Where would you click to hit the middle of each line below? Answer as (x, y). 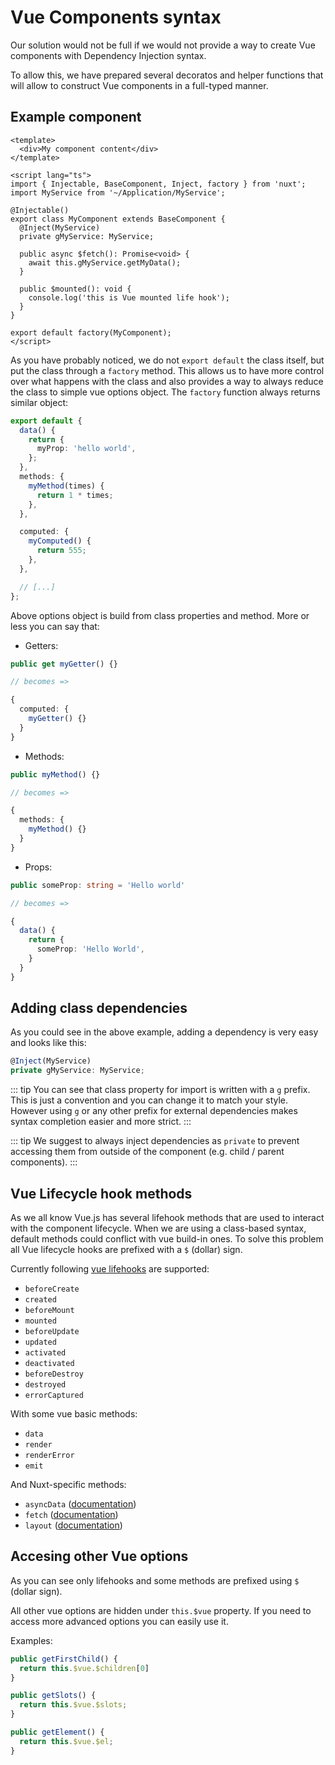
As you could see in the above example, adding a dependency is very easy (164, 1032)
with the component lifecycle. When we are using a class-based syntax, (158, 1228)
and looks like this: (48, 1043)
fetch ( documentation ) (71, 1514)
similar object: (39, 402)
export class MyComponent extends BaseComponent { (118, 219)
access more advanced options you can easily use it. (119, 1621)
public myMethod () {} (55, 774)
